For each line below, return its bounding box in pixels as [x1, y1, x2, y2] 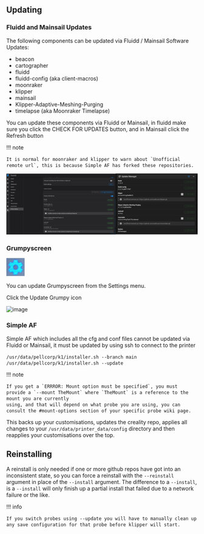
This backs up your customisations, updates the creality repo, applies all [6, 418, 188, 425]
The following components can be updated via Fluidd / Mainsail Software [6, 37, 189, 44]
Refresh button [6, 132, 44, 139]
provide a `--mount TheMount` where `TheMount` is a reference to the [6, 390, 189, 396]
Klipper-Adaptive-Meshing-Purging [15, 101, 104, 108]
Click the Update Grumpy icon [6, 294, 82, 301]
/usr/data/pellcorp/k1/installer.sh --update [6, 360, 123, 366]
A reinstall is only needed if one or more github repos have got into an [6, 465, 181, 472]
